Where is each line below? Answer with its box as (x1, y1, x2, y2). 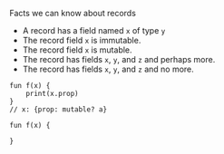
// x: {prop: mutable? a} (9, 105, 107, 114)
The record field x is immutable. (22, 35, 141, 45)
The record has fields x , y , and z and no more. (22, 63, 195, 74)
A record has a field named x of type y (22, 25, 166, 35)
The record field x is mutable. (22, 44, 133, 55)
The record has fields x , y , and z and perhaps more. (22, 54, 216, 64)
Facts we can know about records (9, 8, 136, 18)
